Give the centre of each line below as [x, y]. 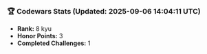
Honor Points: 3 [40, 36]
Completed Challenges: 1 [54, 43]
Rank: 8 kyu [34, 29]
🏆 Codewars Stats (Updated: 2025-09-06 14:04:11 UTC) [104, 11]
